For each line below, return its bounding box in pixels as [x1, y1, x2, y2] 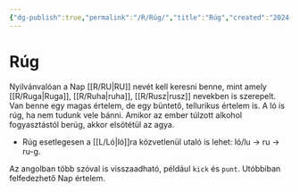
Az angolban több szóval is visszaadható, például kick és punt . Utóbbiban [9, 163, 281, 174]
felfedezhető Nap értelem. [9, 172, 105, 183]
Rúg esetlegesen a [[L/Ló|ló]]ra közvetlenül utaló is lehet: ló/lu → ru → [21, 136, 280, 147]
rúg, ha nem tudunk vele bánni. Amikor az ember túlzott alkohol [9, 109, 243, 121]
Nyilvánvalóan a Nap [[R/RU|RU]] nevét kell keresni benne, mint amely [9, 81, 268, 92]
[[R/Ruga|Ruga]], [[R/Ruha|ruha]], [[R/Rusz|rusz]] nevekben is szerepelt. [9, 90, 277, 101]
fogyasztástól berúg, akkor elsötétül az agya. [9, 119, 175, 129]
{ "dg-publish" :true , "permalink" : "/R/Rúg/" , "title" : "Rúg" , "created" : [9, 13, 270, 22]
